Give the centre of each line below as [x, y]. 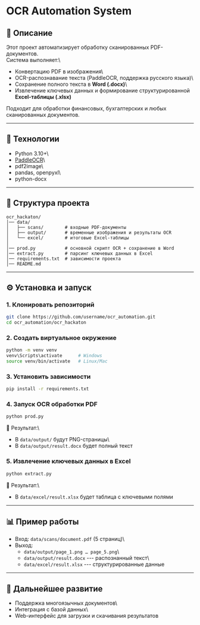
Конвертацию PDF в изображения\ [59, 72]
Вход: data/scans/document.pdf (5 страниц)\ [70, 539]
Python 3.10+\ [32, 153]
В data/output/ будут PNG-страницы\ [62, 440]
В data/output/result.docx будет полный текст [74, 446]
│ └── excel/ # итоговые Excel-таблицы [68, 238]
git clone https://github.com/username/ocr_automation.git [81, 317]
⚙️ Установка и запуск [49, 288]
